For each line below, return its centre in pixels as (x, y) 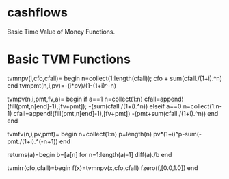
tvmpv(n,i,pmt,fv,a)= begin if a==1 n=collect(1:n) (75, 99)
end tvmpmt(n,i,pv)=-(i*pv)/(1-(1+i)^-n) (62, 85)
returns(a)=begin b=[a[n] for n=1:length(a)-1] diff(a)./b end (90, 154)
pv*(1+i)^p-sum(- (178, 134)
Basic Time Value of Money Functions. (61, 32)
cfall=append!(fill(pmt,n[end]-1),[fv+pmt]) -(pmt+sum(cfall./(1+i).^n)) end (116, 113)
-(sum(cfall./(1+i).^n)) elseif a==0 (135, 106)
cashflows (38, 13)
